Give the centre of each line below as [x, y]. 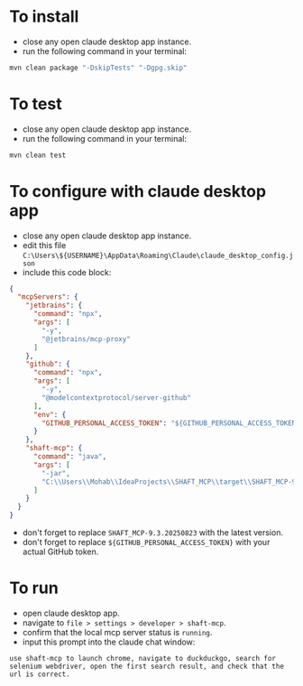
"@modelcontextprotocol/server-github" [117, 398]
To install [44, 17]
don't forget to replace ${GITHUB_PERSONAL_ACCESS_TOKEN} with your [146, 542]
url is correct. [40, 674]
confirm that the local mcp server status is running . [117, 632]
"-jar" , [56, 473]
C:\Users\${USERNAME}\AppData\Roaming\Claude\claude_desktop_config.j [158, 255]
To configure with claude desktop [138, 191]
